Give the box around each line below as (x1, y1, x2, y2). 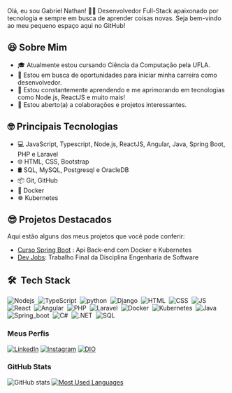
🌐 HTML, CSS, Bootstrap (17, 157, 89, 166)
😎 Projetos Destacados (7, 214, 112, 226)
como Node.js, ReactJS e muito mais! (17, 93, 126, 101)
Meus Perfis (7, 329, 50, 338)
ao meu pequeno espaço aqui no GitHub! (7, 22, 126, 29)
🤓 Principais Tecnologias (7, 121, 119, 133)
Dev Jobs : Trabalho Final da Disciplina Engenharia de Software (17, 253, 199, 262)
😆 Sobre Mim (7, 42, 68, 54)
